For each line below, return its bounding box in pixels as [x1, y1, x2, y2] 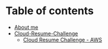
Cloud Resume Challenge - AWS [23, 36, 102, 43]
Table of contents [5, 4, 94, 18]
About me [14, 24, 39, 31]
